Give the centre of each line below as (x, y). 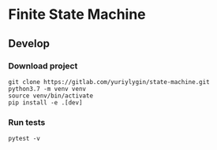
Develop (29, 44)
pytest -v (24, 139)
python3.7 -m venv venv (47, 89)
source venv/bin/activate (51, 96)
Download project (43, 66)
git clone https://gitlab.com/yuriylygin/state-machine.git (109, 82)
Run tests (27, 122)
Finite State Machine (77, 15)
